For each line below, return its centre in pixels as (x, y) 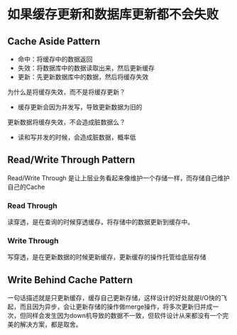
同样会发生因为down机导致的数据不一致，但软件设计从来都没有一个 (124, 316)
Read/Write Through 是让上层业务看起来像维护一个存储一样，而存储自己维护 (119, 177)
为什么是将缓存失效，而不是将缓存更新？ (66, 92)
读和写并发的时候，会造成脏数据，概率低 (77, 137)
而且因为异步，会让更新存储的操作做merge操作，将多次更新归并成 (116, 307)
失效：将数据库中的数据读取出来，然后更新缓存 (86, 68)
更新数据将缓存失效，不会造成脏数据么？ (66, 122)
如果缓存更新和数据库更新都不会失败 (113, 15)
